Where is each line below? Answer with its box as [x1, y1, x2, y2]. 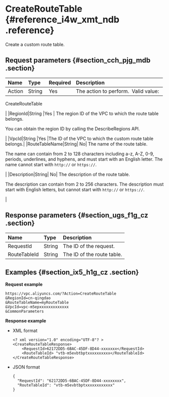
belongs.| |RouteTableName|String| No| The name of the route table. [5, 140, 148, 147]
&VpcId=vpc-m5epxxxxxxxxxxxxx [5, 305, 69, 310]
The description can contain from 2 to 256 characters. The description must [5, 181, 164, 187]
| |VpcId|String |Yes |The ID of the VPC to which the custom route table [5, 135, 153, 141]
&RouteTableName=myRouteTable [5, 300, 69, 305]
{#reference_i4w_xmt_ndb [5, 14, 120, 25]
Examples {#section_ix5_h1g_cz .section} [5, 268, 139, 276]
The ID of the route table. [63, 250, 122, 258]
